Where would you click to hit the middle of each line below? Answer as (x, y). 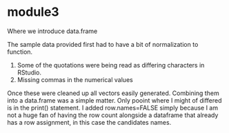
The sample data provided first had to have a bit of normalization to (103, 44)
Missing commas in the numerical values (75, 79)
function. (20, 52)
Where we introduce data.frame (52, 31)
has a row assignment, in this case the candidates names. (89, 122)
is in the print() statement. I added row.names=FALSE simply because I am (113, 108)
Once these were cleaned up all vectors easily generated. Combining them (113, 93)
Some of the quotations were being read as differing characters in (111, 65)
